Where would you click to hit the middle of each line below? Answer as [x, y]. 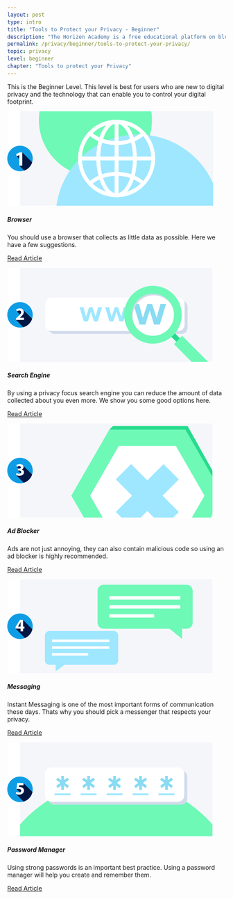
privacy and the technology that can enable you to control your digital [106, 94]
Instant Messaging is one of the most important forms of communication [111, 704]
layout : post [26, 15]
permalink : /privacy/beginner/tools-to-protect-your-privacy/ [99, 44]
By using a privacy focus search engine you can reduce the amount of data [115, 392]
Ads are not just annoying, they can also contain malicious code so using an [115, 548]
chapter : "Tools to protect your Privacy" [69, 66]
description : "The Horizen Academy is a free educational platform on [111, 37]
